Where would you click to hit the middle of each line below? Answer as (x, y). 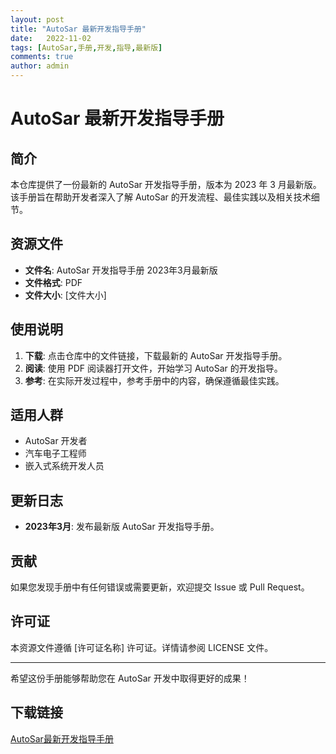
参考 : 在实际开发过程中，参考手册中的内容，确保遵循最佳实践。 (154, 380)
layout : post (37, 19)
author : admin (40, 66)
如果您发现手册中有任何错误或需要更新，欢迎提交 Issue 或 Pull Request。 (160, 587)
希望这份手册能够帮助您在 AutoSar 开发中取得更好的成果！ (130, 678)
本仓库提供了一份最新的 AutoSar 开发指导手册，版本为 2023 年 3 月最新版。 (166, 184)
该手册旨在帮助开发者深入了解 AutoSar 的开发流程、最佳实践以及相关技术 (161, 197)
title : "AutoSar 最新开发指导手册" (78, 29)
